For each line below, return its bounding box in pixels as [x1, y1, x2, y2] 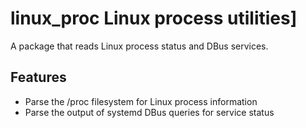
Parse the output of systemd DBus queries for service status [24, 106, 275, 118]
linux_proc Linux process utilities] [10, 7, 298, 30]
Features [10, 69, 67, 86]
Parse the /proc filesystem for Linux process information [24, 95, 258, 107]
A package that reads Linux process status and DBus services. [10, 40, 269, 52]
